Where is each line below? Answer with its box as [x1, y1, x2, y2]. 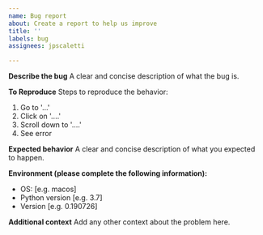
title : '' [8, 27, 42, 35]
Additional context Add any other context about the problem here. [8, 217, 231, 227]
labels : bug [8, 34, 49, 43]
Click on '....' [19, 111, 62, 122]
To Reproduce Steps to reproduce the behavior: [8, 87, 168, 97]
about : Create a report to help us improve [8, 19, 158, 28]
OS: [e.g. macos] [19, 184, 77, 194]
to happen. [8, 153, 45, 163]
